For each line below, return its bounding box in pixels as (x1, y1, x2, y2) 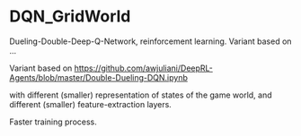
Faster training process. (9, 116, 97, 127)
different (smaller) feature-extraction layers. (9, 98, 173, 109)
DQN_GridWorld (9, 6, 131, 27)
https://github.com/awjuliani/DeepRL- (74, 63, 213, 73)
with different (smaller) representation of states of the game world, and (9, 89, 272, 100)
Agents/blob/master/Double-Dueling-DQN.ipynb (9, 72, 189, 82)
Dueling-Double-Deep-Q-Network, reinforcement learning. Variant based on (9, 36, 292, 47)
